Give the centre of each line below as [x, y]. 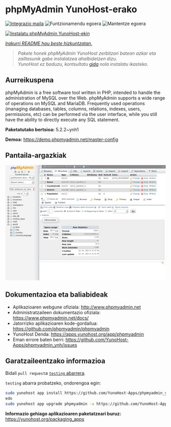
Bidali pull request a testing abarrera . [45, 373]
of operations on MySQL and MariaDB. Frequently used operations [75, 103]
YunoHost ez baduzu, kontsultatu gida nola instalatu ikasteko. [83, 64]
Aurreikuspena [30, 80]
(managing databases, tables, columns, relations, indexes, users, [73, 109]
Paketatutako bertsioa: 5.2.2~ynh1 [42, 129]
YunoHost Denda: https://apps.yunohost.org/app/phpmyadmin [78, 334]
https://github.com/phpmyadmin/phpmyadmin [61, 328]
